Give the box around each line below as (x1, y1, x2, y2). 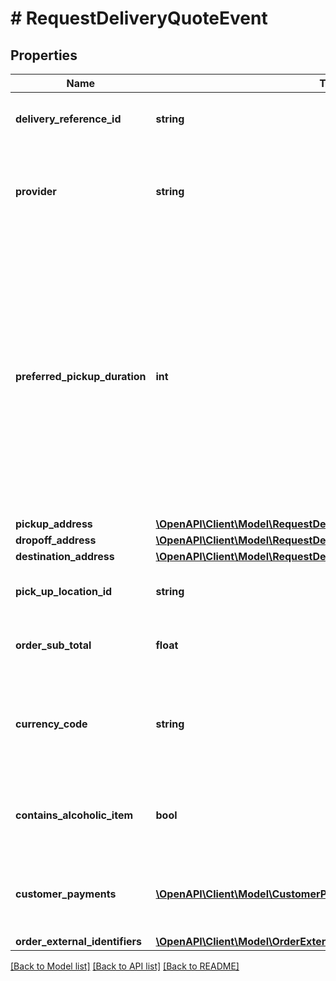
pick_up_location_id (15, 585, 113, 598)
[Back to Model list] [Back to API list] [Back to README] (10, 960, 240, 972)
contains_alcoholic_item (15, 808, 134, 822)
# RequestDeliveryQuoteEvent (10, 7, 268, 30)
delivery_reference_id (15, 112, 122, 126)
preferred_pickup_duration (15, 370, 147, 383)
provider (15, 185, 57, 198)
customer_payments (15, 887, 117, 901)
